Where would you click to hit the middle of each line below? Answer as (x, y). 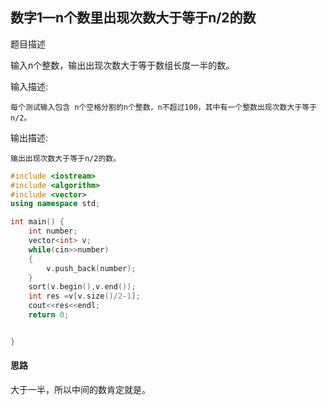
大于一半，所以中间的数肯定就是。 (80, 390)
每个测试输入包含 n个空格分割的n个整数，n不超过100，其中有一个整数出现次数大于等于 (164, 107)
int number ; (53, 231)
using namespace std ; (55, 204)
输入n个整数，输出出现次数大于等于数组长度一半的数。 (122, 65)
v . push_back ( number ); (91, 268)
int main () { (37, 222)
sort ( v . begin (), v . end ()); (82, 287)
